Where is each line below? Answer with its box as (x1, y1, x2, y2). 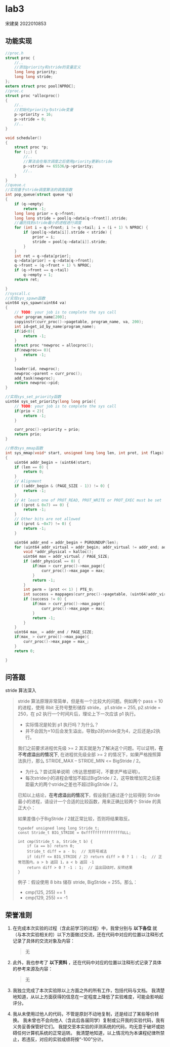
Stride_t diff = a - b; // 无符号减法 (27, 849, 107, 854)
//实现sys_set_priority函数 (5, 394, 62, 399)
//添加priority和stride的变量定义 (14, 65, 81, 70)
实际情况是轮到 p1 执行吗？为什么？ (25, 722, 99, 728)
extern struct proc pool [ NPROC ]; (5, 83, 76, 89)
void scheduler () (5, 135, 42, 140)
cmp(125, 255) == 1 (25, 890, 66, 896)
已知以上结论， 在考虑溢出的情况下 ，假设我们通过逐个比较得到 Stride (17, 792, 160, 798)
